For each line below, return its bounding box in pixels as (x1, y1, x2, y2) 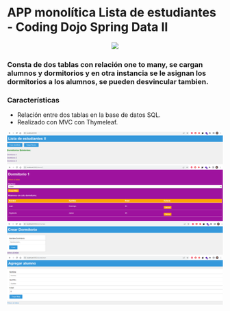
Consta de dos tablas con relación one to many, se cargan (7, 59, 203, 69)
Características (7, 95, 60, 105)
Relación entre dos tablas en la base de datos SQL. (16, 111, 161, 119)
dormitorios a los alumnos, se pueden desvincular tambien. (7, 77, 209, 86)
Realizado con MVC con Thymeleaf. (16, 118, 118, 126)
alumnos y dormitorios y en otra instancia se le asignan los (7, 68, 207, 78)
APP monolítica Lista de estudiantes (7, 5, 217, 21)
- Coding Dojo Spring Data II (7, 19, 168, 35)
